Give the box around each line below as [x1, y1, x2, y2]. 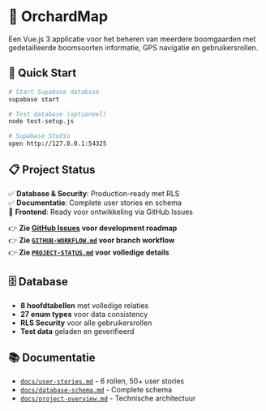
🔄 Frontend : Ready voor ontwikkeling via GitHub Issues [8, 207, 193, 216]
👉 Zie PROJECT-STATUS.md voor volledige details [8, 247, 169, 257]
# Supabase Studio [8, 132, 71, 140]
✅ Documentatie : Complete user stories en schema [8, 198, 182, 208]
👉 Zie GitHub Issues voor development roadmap [8, 223, 178, 233]
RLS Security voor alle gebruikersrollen [19, 318, 152, 328]
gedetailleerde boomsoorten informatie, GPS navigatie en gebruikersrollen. [8, 42, 259, 52]
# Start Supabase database [8, 88, 100, 96]
